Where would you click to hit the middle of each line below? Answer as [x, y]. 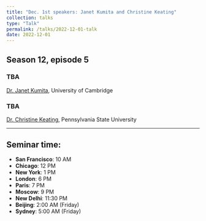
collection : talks [30, 18]
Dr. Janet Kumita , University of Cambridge [60, 90]
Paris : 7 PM [30, 185]
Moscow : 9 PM [34, 192]
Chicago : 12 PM [36, 165]
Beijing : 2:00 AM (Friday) [47, 204]
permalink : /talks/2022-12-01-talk [52, 29]
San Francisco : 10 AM [43, 159]
